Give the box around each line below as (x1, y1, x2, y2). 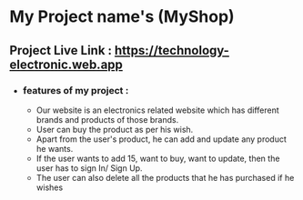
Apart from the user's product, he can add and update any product (35, 134, 287, 145)
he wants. (35, 143, 74, 154)
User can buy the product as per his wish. (35, 124, 194, 135)
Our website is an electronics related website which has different (35, 105, 279, 115)
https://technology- (114, 43, 230, 58)
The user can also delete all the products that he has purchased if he (35, 172, 295, 183)
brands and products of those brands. (35, 114, 179, 125)
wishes (35, 182, 64, 193)
